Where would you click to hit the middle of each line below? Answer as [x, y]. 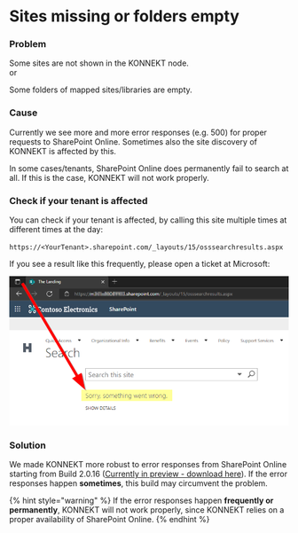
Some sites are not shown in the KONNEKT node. [99, 63]
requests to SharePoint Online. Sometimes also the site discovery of [133, 141]
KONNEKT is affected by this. [63, 151]
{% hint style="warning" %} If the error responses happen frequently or [141, 501]
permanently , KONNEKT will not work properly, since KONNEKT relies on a [147, 510]
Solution [28, 445]
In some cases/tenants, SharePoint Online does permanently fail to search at [149, 168]
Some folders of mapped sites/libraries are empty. [101, 90]
